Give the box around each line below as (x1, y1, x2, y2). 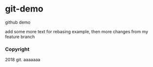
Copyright (5, 46, 30, 53)
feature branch (5, 34, 35, 40)
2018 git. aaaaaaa (5, 57, 40, 63)
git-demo (5, 3, 44, 14)
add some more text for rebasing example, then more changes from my (5, 28, 149, 34)
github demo (5, 19, 31, 25)
